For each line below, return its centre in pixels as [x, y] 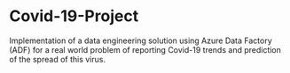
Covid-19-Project [74, 16]
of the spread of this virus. [58, 59]
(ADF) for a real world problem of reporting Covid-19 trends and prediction [145, 49]
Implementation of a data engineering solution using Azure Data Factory [141, 40]
